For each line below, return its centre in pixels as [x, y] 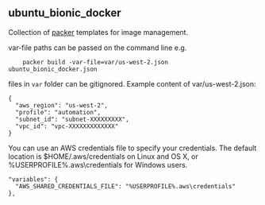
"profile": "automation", [58, 112]
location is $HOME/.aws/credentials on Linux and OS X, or [103, 156]
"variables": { [33, 179]
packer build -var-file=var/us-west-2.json [96, 62]
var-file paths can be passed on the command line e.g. [98, 48]
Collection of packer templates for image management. [98, 32]
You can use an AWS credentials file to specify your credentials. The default [132, 148]
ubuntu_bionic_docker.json [53, 69]
